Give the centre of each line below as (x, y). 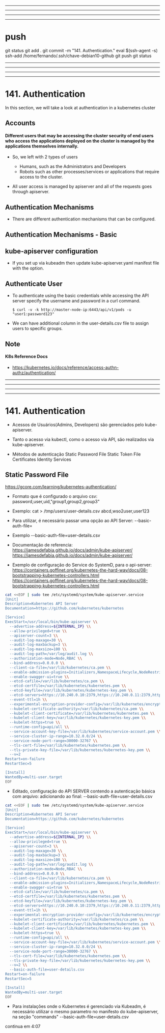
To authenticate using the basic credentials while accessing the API (80, 296)
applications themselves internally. (42, 146)
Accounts (20, 123)
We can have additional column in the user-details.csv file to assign (80, 323)
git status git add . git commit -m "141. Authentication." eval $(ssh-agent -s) (82, 50)
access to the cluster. (41, 177)
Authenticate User (34, 284)
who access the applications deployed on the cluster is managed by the (80, 141)
